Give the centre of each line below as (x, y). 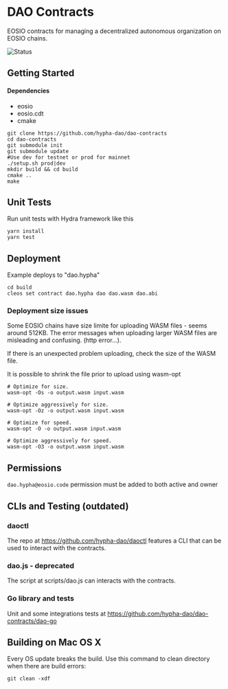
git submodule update (38, 151)
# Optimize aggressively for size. (58, 405)
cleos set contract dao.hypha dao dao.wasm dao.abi (82, 294)
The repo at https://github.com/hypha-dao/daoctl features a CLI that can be (114, 541)
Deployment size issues (48, 311)
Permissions (34, 468)
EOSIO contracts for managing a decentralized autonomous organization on (114, 31)
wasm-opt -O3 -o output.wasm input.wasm (66, 447)
